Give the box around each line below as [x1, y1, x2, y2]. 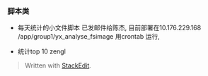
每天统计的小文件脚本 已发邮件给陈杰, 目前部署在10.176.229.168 [17, 23, 202, 32]
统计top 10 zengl [17, 47, 66, 56]
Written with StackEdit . [24, 61, 92, 70]
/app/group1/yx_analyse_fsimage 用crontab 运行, [17, 32, 161, 41]
